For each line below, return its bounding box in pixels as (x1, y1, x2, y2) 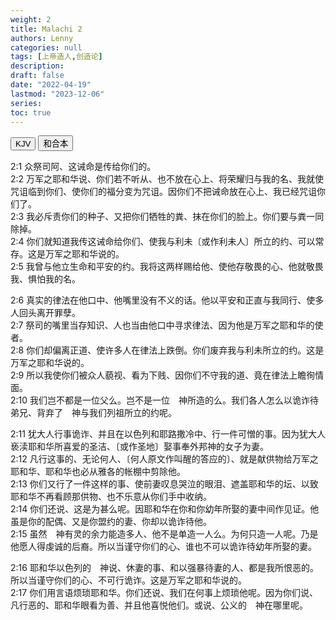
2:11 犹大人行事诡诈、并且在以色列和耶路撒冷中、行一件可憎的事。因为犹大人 (10, 428, 326, 440)
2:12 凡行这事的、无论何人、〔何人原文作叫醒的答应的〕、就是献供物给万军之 (10, 453, 319, 465)
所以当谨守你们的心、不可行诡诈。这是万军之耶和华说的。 (10, 574, 247, 586)
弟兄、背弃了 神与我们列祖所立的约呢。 (10, 407, 177, 419)
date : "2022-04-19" (10, 80, 92, 90)
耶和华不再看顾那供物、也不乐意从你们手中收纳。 (10, 491, 212, 503)
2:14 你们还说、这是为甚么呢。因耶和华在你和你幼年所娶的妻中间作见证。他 (10, 503, 320, 515)
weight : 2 (10, 14, 52, 25)
